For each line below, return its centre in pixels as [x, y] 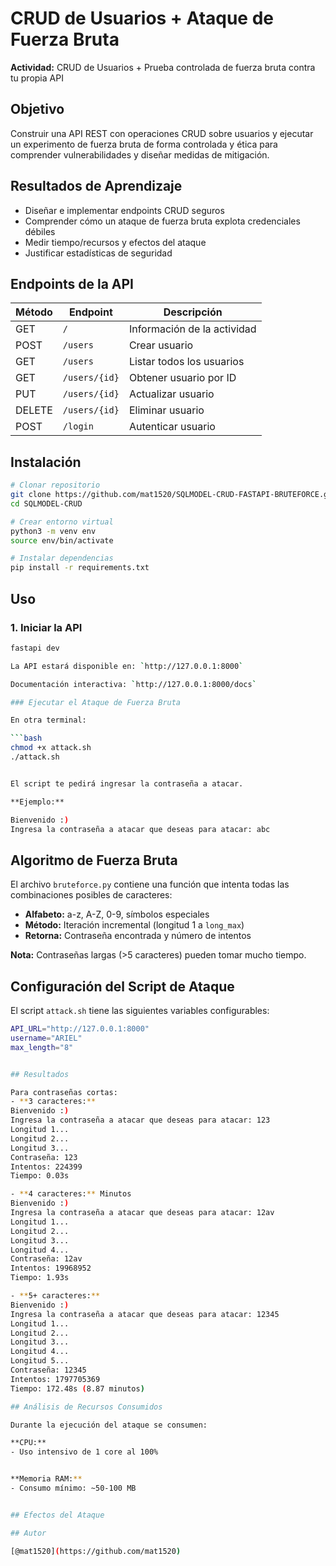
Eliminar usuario [166, 410]
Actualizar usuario [171, 394]
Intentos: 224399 [46, 1167]
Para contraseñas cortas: [64, 1092]
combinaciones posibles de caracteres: [91, 895]
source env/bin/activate [62, 540]
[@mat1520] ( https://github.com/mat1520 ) [96, 1551]
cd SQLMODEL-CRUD [46, 503]
